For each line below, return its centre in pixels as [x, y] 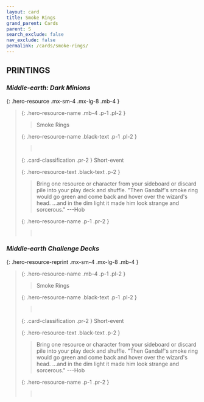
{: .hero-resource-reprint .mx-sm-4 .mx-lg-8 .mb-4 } [72, 262]
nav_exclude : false [31, 40]
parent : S [19, 29]
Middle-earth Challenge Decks [53, 249]
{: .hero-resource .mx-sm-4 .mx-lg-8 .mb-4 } [63, 101]
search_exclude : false [35, 35]
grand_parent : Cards [33, 23]
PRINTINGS [28, 71]
